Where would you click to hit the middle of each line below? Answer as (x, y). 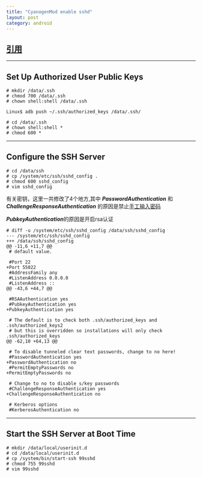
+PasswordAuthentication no (41, 362)
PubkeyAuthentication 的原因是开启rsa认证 (60, 219)
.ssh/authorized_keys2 (35, 325)
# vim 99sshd (23, 469)
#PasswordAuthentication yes (45, 357)
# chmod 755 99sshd (31, 464)
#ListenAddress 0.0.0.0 (38, 278)
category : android (29, 23)
